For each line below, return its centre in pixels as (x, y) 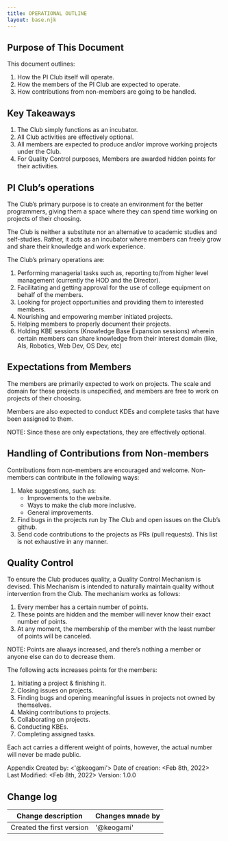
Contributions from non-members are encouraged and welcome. (99, 470)
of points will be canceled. (54, 636)
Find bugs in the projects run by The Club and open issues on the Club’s (119, 519)
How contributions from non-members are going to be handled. (106, 92)
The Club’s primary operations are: (56, 259)
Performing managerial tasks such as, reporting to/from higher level (113, 273)
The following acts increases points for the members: (82, 670)
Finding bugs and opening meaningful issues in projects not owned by (116, 698)
